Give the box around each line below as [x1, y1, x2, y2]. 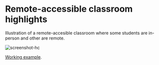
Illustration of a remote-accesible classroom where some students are [5, 30, 148, 36]
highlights [5, 14, 48, 25]
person [5, 35, 20, 41]
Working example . [5, 54, 42, 60]
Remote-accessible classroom [5, 3, 133, 15]
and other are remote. [20, 35, 65, 41]
